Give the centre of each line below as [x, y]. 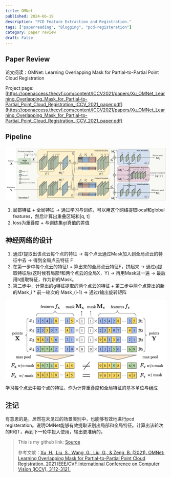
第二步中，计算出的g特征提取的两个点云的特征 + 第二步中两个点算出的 [86, 286]
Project [13, 88]
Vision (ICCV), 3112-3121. [44, 469]
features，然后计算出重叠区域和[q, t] [51, 216]
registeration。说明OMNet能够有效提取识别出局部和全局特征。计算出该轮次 [84, 425]
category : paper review [31, 33]
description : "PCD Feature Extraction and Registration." [68, 22]
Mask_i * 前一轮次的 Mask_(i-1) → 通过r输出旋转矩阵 [72, 292]
